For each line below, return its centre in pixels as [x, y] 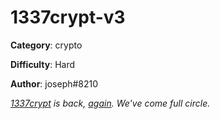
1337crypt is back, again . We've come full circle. [110, 103]
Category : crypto [46, 45]
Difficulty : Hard [43, 64]
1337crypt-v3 [68, 17]
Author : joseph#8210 [54, 83]
